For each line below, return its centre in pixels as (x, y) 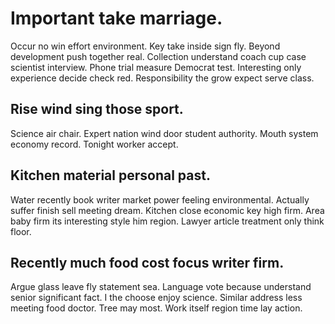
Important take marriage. (116, 18)
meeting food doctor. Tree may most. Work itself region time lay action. (156, 308)
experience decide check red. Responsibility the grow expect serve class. (162, 78)
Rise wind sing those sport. (97, 109)
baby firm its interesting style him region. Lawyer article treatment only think (167, 221)
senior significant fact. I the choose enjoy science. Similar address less (156, 298)
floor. (21, 231)
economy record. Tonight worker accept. (94, 144)
